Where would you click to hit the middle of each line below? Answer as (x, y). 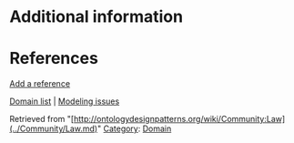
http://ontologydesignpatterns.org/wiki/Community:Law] (179, 119)
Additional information (96, 17)
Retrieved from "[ (42, 119)
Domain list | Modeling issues (65, 101)
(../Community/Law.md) (54, 128)
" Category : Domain (134, 128)
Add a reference (40, 84)
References (54, 59)
